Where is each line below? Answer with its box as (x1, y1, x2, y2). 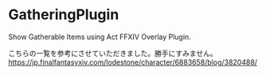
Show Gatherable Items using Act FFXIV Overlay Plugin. (8, 32, 191, 41)
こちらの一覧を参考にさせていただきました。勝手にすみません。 (8, 48, 217, 57)
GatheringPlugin (8, 6, 119, 24)
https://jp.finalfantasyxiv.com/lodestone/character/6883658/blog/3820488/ (8, 57, 257, 67)
